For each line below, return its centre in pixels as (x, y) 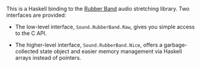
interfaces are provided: (36, 15)
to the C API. (31, 33)
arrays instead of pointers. (48, 58)
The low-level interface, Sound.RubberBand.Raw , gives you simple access (105, 27)
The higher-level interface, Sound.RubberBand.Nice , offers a (89, 45)
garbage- (175, 45)
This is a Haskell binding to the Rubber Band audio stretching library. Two (98, 9)
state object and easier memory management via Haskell (111, 51)
